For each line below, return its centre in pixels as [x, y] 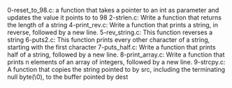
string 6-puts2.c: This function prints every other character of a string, [109, 40]
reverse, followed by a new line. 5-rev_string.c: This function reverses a [110, 32]
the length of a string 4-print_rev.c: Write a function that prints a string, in [113, 25]
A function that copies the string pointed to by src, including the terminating [116, 69]
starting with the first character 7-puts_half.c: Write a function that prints [111, 47]
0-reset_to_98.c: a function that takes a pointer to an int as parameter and [113, 10]
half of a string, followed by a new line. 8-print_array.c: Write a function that [116, 54]
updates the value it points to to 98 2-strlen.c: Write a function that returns [115, 17]
